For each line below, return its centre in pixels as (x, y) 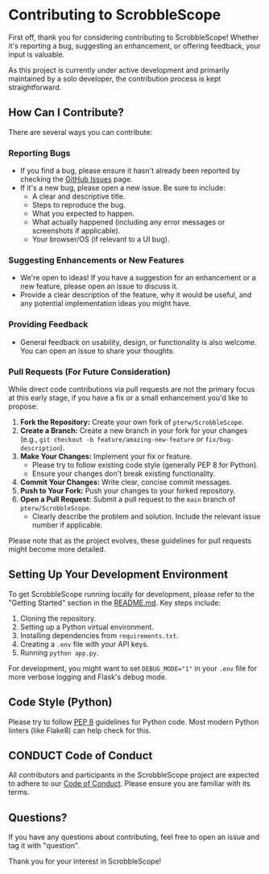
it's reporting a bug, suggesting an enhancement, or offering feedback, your (135, 45)
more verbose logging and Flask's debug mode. (88, 677)
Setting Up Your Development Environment (118, 575)
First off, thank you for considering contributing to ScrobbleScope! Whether (134, 37)
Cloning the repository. (58, 618)
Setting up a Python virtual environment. (87, 627)
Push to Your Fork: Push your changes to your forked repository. (128, 490)
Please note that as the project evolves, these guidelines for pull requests (130, 540)
